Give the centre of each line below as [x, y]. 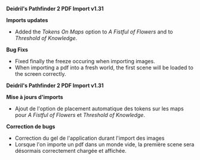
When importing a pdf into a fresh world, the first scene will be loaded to [104, 67]
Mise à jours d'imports [35, 97]
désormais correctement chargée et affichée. [70, 151]
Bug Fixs [17, 50]
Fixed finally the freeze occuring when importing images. [85, 61]
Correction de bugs [31, 127]
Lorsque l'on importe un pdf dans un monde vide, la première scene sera [104, 144]
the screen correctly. [41, 74]
